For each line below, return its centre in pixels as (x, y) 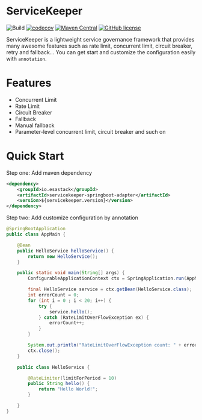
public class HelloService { (54, 367)
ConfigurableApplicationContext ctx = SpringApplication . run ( (107, 278)
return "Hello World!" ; (68, 389)
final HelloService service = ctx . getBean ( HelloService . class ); (110, 290)
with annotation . (26, 58)
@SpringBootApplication (36, 229)
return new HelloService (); (63, 256)
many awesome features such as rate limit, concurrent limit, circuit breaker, (99, 46)
